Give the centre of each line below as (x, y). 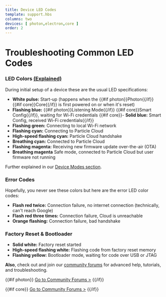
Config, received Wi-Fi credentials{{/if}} (53, 120)
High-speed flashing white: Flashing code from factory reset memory (84, 250)
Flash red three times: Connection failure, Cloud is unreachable (77, 216)
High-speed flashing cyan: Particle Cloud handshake (67, 136)
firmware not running (34, 157)
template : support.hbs (28, 14)
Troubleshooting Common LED (69, 53)
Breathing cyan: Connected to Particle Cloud (58, 141)
